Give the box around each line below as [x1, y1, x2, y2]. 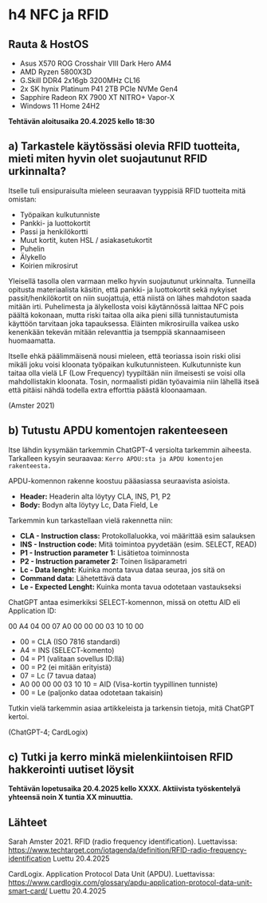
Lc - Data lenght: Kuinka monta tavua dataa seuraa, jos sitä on [19, 565, 226, 575]
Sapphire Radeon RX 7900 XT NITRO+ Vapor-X [19, 93, 175, 101]
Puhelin [19, 244, 45, 253]
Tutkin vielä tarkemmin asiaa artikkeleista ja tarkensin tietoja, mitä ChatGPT [8, 703, 255, 713]
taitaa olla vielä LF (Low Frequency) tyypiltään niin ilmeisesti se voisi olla [8, 368, 245, 377]
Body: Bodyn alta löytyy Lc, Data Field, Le [19, 499, 159, 509]
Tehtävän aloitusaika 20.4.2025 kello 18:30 [8, 117, 155, 125]
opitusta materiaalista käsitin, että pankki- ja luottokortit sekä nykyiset [8, 284, 238, 294]
